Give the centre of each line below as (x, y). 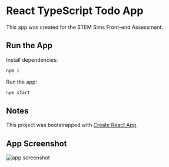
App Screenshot (37, 143)
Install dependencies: (32, 59)
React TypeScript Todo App (75, 11)
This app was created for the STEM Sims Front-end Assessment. (85, 27)
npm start (18, 92)
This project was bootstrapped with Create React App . (72, 125)
